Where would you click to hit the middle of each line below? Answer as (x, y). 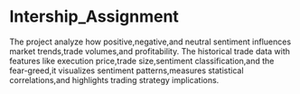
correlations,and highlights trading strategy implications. (114, 80)
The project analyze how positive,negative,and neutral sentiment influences (150, 42)
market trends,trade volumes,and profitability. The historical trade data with (150, 51)
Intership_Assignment (94, 17)
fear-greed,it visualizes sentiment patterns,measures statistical (127, 70)
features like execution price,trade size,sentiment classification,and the (142, 61)
